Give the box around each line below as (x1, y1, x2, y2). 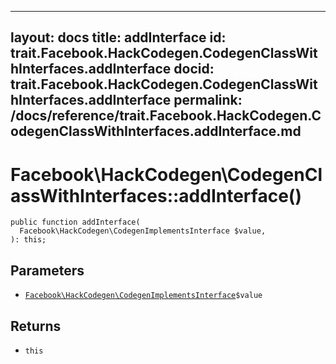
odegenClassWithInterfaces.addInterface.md (10, 123, 302, 140)
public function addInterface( (10, 217, 141, 228)
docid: (173, 61, 215, 78)
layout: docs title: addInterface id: (10, 29, 227, 46)
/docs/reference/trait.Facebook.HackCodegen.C (10, 107, 322, 125)
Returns (10, 317, 62, 335)
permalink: (173, 92, 243, 109)
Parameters (10, 262, 85, 279)
